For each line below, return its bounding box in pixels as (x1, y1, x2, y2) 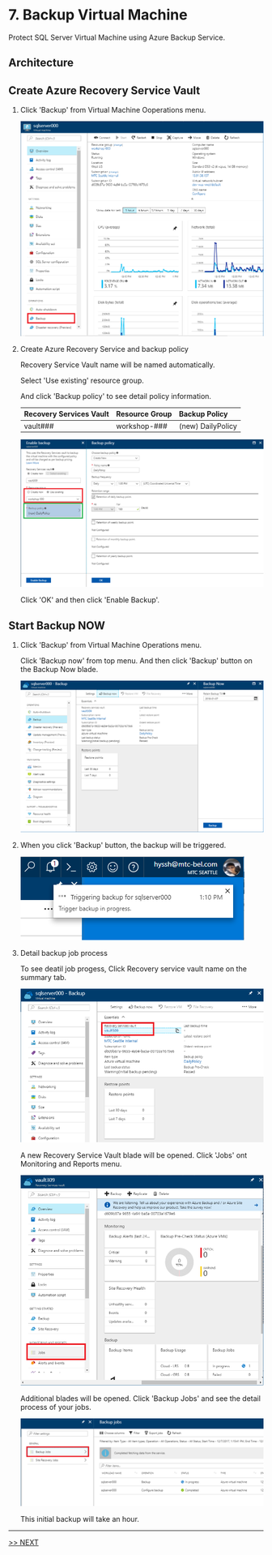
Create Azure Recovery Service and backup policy (19, 344, 189, 353)
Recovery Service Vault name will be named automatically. (19, 359, 216, 370)
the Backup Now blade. (19, 665, 99, 675)
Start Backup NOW (8, 619, 105, 632)
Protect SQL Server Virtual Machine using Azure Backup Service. (8, 32, 226, 42)
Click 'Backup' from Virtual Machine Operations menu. (19, 640, 202, 650)
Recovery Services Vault (23, 409, 109, 419)
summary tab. (19, 972, 67, 982)
